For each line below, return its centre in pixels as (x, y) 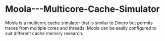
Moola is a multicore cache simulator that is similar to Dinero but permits (79, 23)
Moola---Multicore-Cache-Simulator (82, 9)
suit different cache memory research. (44, 33)
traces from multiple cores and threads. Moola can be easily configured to (81, 28)
